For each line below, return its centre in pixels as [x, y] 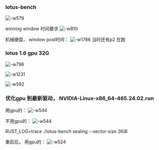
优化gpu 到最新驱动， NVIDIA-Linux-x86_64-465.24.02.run [80, 98]
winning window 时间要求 [32, 29]
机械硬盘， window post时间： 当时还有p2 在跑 [65, 40]
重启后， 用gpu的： [26, 142]
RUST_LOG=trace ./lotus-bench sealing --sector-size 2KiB [67, 131]
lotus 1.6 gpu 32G [27, 53]
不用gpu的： [18, 121]
